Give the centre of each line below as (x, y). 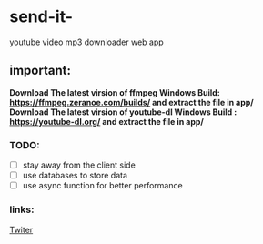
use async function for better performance (103, 186)
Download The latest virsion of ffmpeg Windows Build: (115, 92)
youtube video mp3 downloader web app (86, 42)
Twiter (21, 229)
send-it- (41, 17)
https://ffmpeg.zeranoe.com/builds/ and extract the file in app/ (131, 102)
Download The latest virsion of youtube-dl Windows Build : (123, 112)
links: (22, 209)
